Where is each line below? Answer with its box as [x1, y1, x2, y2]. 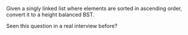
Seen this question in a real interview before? [6, 23, 118, 29]
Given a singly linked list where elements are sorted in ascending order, [6, 5, 183, 12]
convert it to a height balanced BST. [6, 11, 95, 18]
